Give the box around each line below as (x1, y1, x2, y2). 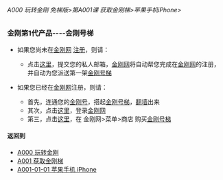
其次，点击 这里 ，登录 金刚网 (27, 106, 106, 114)
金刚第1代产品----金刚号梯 (7, 29, 94, 38)
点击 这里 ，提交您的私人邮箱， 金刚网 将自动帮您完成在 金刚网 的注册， (27, 60, 220, 68)
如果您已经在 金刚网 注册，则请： (16, 83, 108, 91)
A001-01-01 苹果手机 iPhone (16, 165, 97, 173)
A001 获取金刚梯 (16, 157, 64, 165)
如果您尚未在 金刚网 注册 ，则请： (16, 45, 110, 53)
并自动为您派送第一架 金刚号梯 (27, 68, 112, 77)
